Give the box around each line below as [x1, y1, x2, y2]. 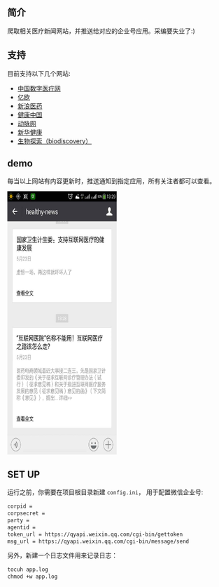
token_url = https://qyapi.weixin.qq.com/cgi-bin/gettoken [7, 531, 183, 539]
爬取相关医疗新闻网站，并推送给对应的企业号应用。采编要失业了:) [7, 27, 196, 35]
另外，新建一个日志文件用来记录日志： [7, 551, 118, 560]
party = [7, 517, 30, 525]
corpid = [7, 503, 33, 510]
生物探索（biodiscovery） [17, 136, 92, 145]
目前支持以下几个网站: [7, 69, 71, 77]
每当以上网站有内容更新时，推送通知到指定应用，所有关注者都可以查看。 [7, 177, 216, 185]
